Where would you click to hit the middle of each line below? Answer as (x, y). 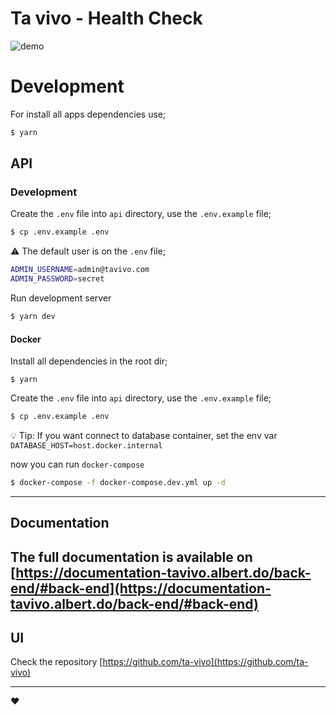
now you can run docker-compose (77, 464)
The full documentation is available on (131, 557)
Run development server (61, 298)
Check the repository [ (56, 662)
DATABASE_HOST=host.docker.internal (86, 446)
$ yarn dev (33, 317)
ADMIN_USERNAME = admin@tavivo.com (80, 270)
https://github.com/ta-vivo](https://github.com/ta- (205, 662)
